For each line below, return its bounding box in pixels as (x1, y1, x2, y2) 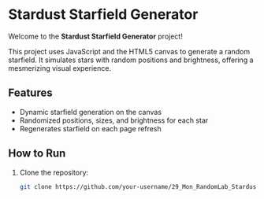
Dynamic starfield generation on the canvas (19, 107, 162, 116)
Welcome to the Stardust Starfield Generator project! (8, 31, 183, 41)
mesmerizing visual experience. (8, 63, 112, 72)
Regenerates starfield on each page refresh (19, 123, 162, 133)
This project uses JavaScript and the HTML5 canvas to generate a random (8, 46, 251, 56)
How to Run (8, 147, 66, 160)
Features (8, 87, 53, 100)
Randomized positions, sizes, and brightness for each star (19, 116, 209, 125)
